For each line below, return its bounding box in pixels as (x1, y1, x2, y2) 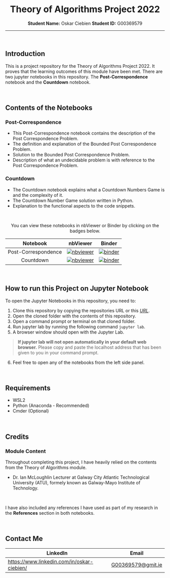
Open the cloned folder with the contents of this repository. (12, 313, 137, 319)
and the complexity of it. (12, 192, 64, 198)
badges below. (70, 228, 100, 234)
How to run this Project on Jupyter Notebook (5, 284, 149, 293)
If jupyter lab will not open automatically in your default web (17, 339, 147, 345)
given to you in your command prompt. (17, 349, 99, 355)
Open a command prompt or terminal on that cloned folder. (12, 318, 136, 324)
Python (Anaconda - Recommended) (12, 402, 90, 408)
